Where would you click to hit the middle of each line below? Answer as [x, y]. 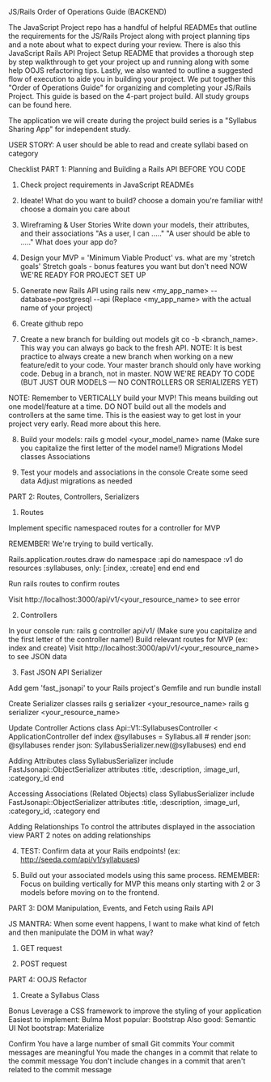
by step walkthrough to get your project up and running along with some [129, 62]
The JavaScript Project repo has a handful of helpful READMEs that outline [133, 27]
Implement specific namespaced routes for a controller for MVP [114, 528]
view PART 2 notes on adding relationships [80, 835]
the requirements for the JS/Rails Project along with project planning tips [129, 36]
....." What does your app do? [68, 242]
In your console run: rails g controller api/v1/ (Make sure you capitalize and [133, 630]
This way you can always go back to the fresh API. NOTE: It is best [131, 348]
